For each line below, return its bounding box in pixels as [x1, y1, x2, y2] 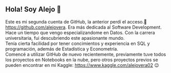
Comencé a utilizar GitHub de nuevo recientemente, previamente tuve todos [5, 51, 166, 57]
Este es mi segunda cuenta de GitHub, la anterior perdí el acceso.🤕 [5, 18, 147, 25]
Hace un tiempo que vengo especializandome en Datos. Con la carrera [5, 29, 155, 36]
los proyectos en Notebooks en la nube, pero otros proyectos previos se [5, 57, 158, 63]
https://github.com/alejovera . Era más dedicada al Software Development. [5, 24, 162, 30]
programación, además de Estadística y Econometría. [5, 45, 119, 52]
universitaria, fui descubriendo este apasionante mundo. [5, 35, 125, 41]
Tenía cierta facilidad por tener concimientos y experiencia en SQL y [5, 40, 150, 46]
